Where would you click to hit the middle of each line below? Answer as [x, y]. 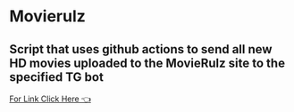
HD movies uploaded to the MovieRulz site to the [147, 63]
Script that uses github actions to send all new [141, 49]
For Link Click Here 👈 [50, 99]
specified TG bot [57, 77]
